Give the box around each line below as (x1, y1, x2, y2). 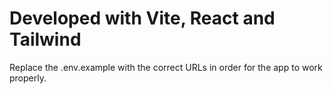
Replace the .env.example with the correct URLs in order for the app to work (9, 61, 323, 73)
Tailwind (9, 28, 82, 51)
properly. (9, 72, 47, 84)
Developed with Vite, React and (9, 7, 276, 30)
